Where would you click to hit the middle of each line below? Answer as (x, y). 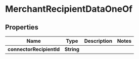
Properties (22, 27)
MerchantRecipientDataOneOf (69, 9)
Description (98, 41)
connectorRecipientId (34, 49)
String (72, 49)
